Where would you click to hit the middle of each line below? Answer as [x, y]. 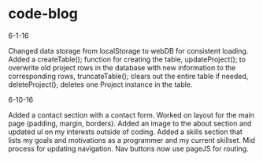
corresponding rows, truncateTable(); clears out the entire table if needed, [128, 76]
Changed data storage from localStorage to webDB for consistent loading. [128, 51]
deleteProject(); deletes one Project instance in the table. [100, 84]
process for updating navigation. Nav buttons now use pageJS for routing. [129, 148]
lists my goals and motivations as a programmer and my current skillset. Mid [132, 140]
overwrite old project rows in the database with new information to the [122, 67]
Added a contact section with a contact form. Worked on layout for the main [131, 114]
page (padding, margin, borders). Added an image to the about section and [130, 123]
